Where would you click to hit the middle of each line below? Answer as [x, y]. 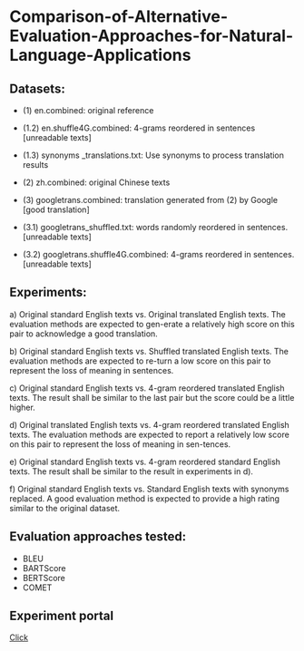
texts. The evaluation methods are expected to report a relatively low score [150, 434]
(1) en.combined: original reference [88, 110]
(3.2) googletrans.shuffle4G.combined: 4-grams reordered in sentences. [158, 254]
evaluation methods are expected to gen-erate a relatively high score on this [152, 324]
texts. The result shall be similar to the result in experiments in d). [132, 471]
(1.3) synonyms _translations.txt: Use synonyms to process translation [153, 155]
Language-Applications [100, 55]
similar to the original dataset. [65, 508]
